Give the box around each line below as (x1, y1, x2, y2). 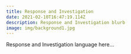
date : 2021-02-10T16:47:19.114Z (6, 14, 86, 20)
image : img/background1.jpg (6, 25, 76, 31)
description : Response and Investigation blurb (6, 19, 126, 25)
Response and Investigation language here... (6, 41, 114, 48)
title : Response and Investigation (6, 8, 94, 15)
